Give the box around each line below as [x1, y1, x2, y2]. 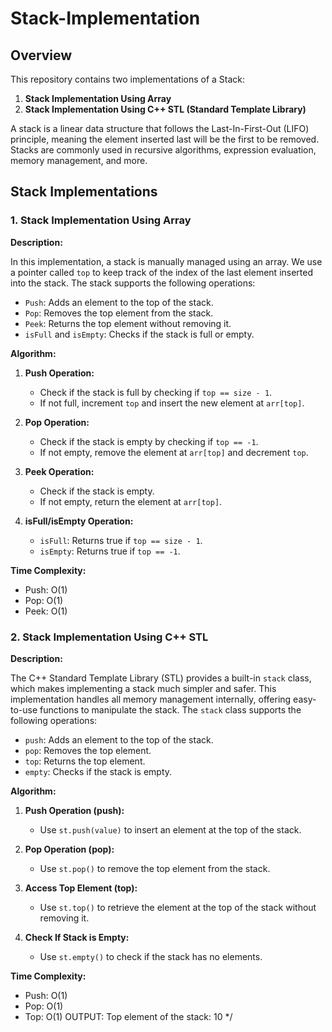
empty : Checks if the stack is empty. [24, 765, 173, 777]
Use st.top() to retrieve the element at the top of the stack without [39, 901, 317, 913]
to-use [10, 703, 38, 716]
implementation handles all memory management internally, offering [10, 693, 292, 705]
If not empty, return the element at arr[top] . [39, 495, 223, 507]
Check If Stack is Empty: [24, 931, 130, 943]
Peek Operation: [24, 465, 95, 477]
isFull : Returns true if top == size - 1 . [39, 534, 203, 546]
